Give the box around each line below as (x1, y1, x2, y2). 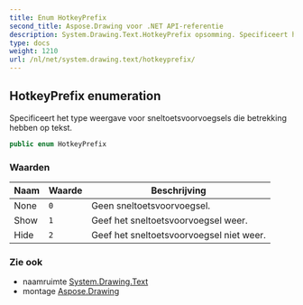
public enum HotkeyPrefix (9, 139, 106, 149)
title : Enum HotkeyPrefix (9, 13, 106, 23)
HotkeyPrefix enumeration (9, 88, 161, 104)
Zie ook (9, 255, 43, 268)
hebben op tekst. (9, 122, 73, 133)
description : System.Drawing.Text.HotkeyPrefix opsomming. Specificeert (9, 30, 289, 39)
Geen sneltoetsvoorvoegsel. (91, 199, 211, 212)
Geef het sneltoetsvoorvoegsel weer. (91, 214, 248, 226)
